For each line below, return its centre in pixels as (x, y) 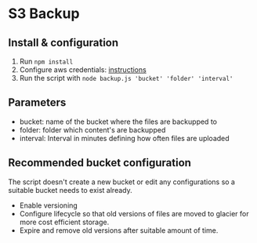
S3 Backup (44, 14)
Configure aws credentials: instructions (83, 70)
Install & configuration (63, 43)
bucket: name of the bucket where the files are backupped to (118, 121)
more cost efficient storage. (64, 222)
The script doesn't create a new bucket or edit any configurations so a (121, 182)
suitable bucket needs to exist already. (70, 190)
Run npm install (46, 61)
